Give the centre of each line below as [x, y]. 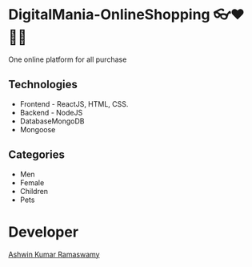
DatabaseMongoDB [52, 121]
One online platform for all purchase [68, 59]
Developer [43, 232]
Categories [37, 155]
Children [34, 191]
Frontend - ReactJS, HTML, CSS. [74, 103]
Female [32, 182]
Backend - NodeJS [51, 112]
